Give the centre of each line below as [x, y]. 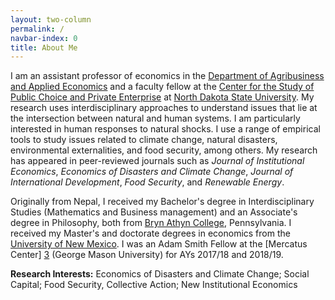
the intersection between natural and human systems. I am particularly [155, 118]
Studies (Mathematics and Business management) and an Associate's [154, 212]
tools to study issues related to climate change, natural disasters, [144, 140]
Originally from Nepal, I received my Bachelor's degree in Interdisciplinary [162, 202]
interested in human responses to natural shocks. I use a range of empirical [165, 129]
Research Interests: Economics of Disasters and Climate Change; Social [160, 274]
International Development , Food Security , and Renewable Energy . [147, 182]
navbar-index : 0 [44, 38]
